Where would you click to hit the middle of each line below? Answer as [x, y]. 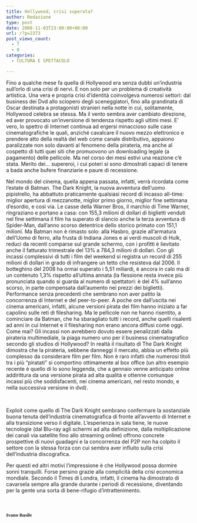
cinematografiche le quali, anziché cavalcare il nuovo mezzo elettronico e [95, 132]
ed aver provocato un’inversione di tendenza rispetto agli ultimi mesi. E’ [93, 120]
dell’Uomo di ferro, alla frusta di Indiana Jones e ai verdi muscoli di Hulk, [94, 237]
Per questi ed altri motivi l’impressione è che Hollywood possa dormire [92, 465]
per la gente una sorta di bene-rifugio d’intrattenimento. [74, 490]
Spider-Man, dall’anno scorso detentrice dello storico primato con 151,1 [92, 225]
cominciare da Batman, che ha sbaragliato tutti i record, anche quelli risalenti [99, 319]
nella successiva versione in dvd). [47, 387]
